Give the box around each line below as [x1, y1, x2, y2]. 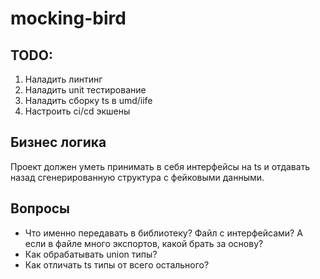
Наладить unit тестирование [24, 84, 147, 96]
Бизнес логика [10, 134, 107, 151]
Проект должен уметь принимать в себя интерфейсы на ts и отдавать [10, 160, 311, 172]
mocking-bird [10, 7, 127, 30]
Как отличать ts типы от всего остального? [24, 258, 210, 271]
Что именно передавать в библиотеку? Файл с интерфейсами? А [24, 227, 303, 239]
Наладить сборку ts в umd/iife [24, 95, 153, 106]
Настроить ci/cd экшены [24, 105, 131, 117]
